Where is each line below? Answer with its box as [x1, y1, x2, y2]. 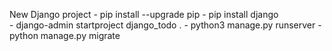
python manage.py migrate [9, 30, 121, 41]
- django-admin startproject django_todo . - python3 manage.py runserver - [9, 19, 322, 31]
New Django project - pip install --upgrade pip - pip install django [9, 9, 279, 20]
